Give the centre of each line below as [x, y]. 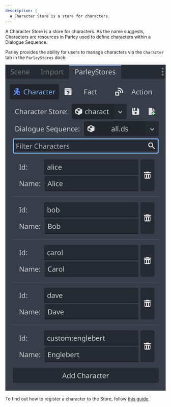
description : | [21, 11]
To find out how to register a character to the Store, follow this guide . [78, 399]
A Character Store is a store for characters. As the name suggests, [75, 31]
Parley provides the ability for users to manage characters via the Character [85, 52]
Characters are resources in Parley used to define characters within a [78, 37]
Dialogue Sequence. [26, 42]
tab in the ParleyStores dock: [36, 57]
